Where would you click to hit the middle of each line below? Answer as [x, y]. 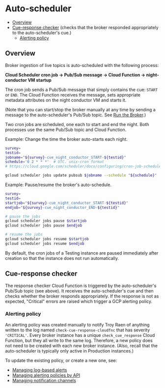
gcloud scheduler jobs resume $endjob [45, 243]
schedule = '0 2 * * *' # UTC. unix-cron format [55, 162]
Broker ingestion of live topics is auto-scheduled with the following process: [82, 65]
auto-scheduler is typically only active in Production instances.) [69, 351]
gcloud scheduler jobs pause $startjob [46, 221]
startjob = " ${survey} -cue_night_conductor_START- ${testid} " [67, 203]
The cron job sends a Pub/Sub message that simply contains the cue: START [82, 90]
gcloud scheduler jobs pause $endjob [44, 226]
